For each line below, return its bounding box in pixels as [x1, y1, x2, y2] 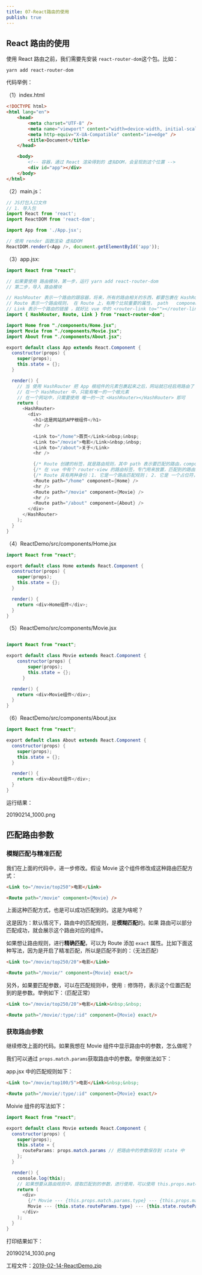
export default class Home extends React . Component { [6, 563, 144, 569]
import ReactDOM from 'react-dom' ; [6, 216, 96, 223]
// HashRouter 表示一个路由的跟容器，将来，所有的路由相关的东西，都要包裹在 [6, 295, 179, 301]
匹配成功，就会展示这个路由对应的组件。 [6, 927, 106, 934]
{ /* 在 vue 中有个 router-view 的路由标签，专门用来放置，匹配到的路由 [32, 467, 195, 473]
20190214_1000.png [6, 811, 56, 818]
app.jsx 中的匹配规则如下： [6, 1068, 73, 1075]
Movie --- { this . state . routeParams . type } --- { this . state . [28, 1203, 179, 1209]
